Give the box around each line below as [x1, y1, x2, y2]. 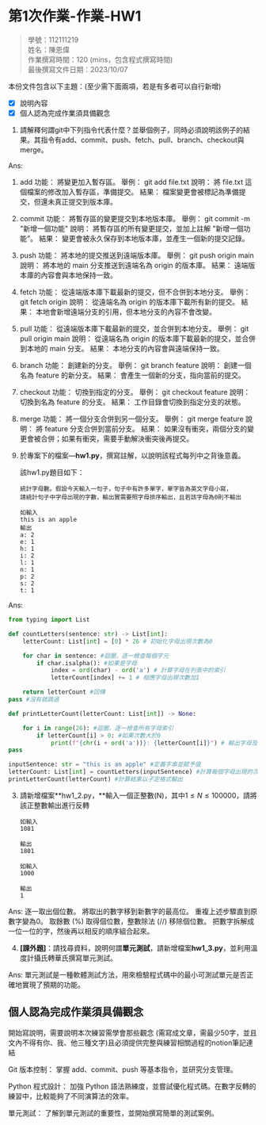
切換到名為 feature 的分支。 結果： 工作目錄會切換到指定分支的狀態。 [19, 397, 245, 407]
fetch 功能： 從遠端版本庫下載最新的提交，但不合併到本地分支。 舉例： [19, 287, 251, 297]
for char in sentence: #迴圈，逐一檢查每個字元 [22, 652, 169, 660]
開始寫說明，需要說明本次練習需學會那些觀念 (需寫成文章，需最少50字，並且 [8, 1027, 257, 1037]
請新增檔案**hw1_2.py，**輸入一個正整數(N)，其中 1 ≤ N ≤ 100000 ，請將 [19, 790, 257, 800]
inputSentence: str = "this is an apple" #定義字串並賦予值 [8, 760, 201, 769]
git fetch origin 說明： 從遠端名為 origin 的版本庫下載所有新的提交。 [19, 297, 240, 307]
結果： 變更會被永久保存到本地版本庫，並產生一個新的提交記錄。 [39, 234, 249, 243]
